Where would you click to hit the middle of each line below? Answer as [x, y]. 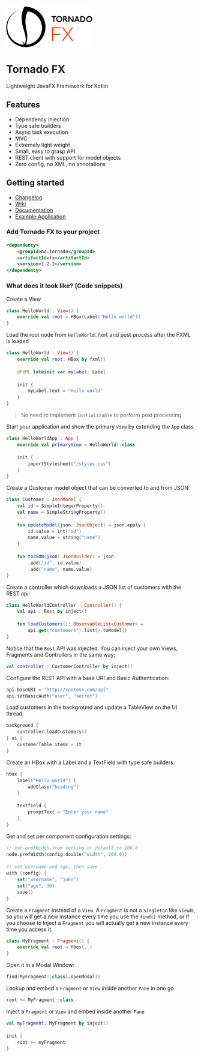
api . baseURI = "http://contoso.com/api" [58, 690]
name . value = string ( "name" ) [64, 538]
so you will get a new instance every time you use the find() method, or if [98, 917]
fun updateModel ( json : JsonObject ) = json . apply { [82, 525]
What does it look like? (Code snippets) [64, 286]
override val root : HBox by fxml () [61, 360]
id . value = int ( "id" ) [55, 531]
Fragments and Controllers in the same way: [61, 654]
